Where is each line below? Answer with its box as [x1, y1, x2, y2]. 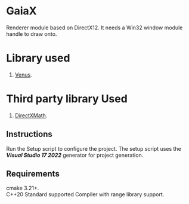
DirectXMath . [14, 112, 48, 119]
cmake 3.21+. [6, 184, 39, 192]
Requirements [6, 169, 60, 179]
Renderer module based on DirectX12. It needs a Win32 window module [6, 24, 183, 31]
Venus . [14, 71, 32, 78]
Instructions [6, 129, 52, 139]
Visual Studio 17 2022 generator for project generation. [6, 151, 144, 159]
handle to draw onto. [6, 30, 57, 37]
